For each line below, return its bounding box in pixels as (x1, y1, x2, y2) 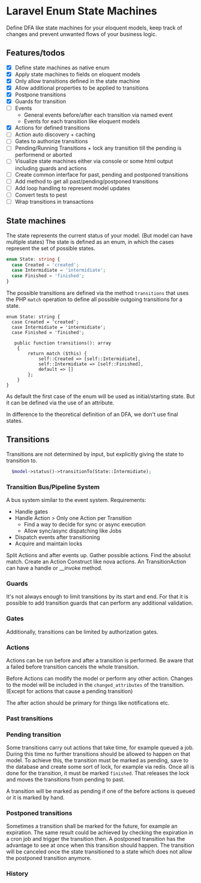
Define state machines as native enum (14, 64, 110, 71)
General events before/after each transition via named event (23, 111, 173, 118)
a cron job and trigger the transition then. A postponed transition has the (6, 836, 185, 843)
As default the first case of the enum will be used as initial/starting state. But (6, 393, 195, 400)
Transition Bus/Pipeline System (6, 483, 100, 491)
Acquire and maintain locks (14, 540, 83, 547)
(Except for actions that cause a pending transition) (6, 687, 133, 695)
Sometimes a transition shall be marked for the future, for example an (6, 822, 178, 830)
